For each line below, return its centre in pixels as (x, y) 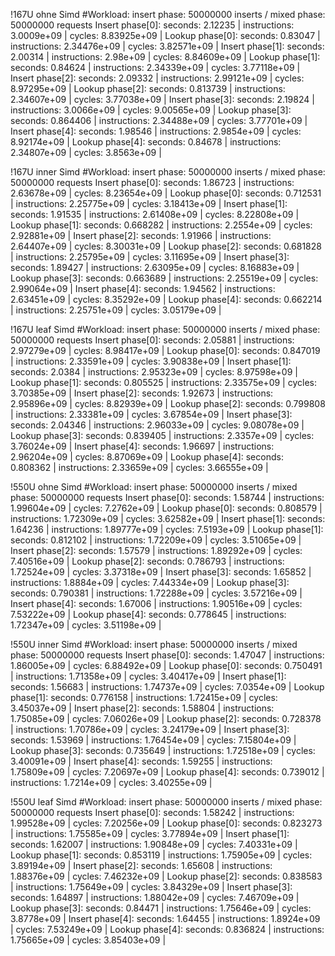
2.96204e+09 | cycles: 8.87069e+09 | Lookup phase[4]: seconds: (147, 457)
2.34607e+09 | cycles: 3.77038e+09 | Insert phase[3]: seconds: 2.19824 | (162, 99)
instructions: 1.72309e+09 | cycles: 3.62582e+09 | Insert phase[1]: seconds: (168, 518)
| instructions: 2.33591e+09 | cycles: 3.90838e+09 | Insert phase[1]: (151, 361)
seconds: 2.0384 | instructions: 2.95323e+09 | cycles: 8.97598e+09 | (154, 372)
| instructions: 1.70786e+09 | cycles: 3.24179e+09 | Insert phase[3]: (150, 729)
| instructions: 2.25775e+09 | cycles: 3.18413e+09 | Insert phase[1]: (149, 203)
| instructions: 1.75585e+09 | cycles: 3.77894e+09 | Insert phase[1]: (150, 833)
